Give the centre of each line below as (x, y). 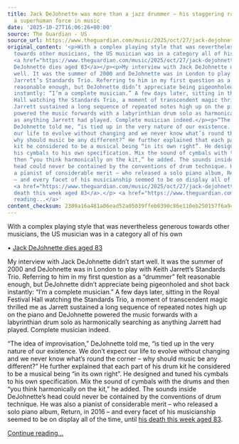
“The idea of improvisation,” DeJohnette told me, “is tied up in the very (111, 344)
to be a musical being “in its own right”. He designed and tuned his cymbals (118, 374)
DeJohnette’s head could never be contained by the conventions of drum (115, 397)
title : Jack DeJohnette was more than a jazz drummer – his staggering (116, 14)
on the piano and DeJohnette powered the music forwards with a (102, 315)
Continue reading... (36, 433)
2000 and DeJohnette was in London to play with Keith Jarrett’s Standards (116, 269)
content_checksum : (34, 206)
